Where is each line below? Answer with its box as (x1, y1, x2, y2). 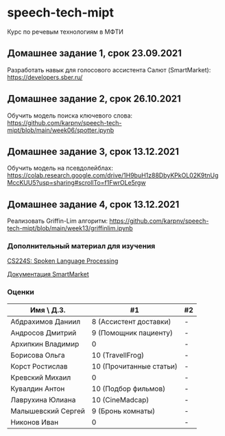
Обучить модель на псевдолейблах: (7, 164, 113, 173)
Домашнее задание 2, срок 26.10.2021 (7, 93, 182, 105)
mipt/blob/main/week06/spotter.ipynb (7, 126, 115, 134)
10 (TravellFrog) (91, 350, 144, 360)
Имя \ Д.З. (29, 305, 66, 314)
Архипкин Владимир (10, 339, 80, 349)
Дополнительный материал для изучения (7, 241, 156, 251)
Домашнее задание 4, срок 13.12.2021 (7, 198, 180, 210)
